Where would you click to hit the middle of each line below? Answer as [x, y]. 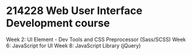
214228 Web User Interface [74, 11]
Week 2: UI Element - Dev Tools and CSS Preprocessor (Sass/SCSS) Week [96, 39]
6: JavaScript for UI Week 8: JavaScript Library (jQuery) [73, 46]
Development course [58, 23]
